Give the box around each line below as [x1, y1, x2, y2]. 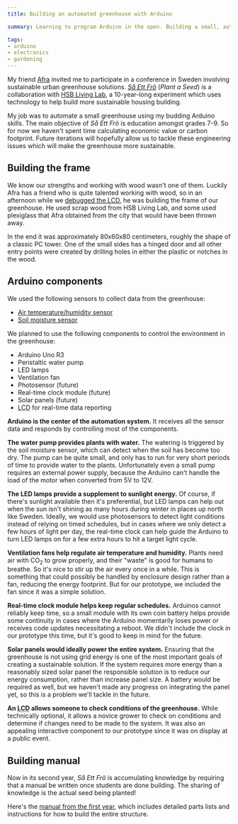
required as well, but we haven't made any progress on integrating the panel [7, 683, 230, 692]
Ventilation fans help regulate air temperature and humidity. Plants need [7, 548, 223, 557]
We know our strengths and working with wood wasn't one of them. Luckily [7, 181, 228, 189]
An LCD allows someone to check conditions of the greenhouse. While [7, 704, 218, 713]
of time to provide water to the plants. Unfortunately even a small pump [7, 461, 215, 469]
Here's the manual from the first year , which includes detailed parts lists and [7, 802, 230, 811]
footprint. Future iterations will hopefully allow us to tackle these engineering [7, 134, 231, 142]
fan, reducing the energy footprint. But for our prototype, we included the [7, 580, 221, 589]
